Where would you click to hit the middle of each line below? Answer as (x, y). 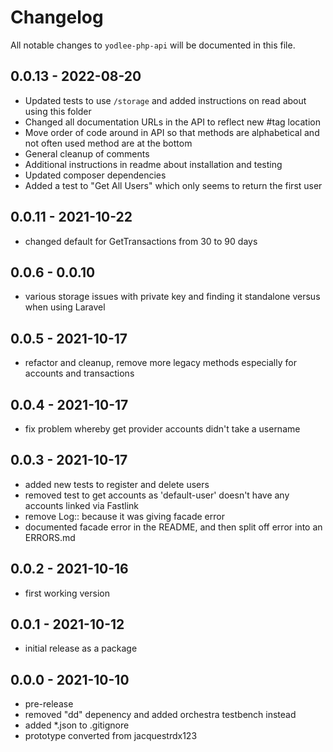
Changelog (57, 17)
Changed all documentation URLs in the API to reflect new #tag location (172, 122)
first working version (67, 593)
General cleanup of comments (87, 153)
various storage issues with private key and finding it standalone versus (172, 297)
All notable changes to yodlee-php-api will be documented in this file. (153, 45)
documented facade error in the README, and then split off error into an (173, 527)
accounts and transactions (79, 373)
